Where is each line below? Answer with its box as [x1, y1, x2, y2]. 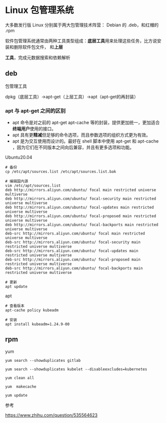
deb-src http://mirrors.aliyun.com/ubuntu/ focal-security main [5, 240, 141, 245]
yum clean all [5, 375, 35, 380]
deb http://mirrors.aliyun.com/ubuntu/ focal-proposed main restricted [5, 214, 156, 219]
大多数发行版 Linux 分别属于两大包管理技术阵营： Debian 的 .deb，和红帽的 [5, 22, 159, 28]
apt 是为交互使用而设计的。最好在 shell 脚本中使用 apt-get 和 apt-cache [12, 138, 159, 144]
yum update [5, 393, 28, 398]
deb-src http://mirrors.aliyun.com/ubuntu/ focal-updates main [5, 249, 139, 254]
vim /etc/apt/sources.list [5, 183, 61, 188]
